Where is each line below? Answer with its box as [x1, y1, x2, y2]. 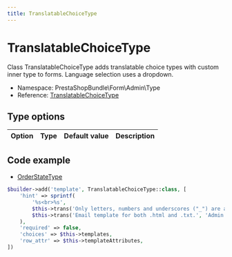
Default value [64, 131, 109, 141]
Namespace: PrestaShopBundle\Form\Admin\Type [17, 84, 161, 92]
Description [115, 131, 155, 141]
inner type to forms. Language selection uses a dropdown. [7, 70, 174, 78]
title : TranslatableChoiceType [7, 10, 97, 17]
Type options [7, 111, 66, 122]
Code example [7, 154, 71, 166]
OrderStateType [17, 173, 63, 181]
